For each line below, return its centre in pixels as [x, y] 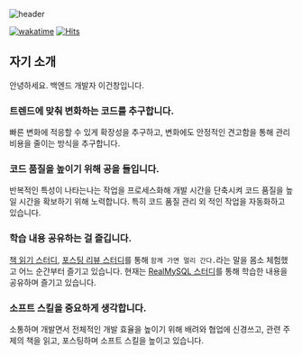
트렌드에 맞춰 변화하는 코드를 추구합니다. [92, 111]
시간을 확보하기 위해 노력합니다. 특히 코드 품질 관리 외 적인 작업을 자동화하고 [152, 202]
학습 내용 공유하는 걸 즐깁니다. [71, 239]
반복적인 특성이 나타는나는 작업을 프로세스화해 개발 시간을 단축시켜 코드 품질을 [146, 190]
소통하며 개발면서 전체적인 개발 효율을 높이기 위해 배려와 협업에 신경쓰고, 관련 [145, 329]
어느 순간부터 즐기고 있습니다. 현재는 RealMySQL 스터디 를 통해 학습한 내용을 [153, 271]
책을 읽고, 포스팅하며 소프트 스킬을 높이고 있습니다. [115, 341]
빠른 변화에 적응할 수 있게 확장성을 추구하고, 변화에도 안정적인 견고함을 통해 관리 [150, 132]
